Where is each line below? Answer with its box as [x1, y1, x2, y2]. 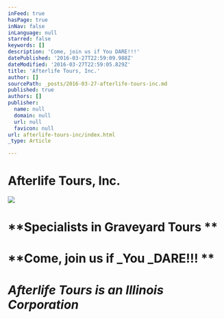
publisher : [8, 99, 39, 106]
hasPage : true [8, 16, 49, 23]
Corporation [8, 296, 79, 312]
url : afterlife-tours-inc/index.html [8, 131, 116, 138]
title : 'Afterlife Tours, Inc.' [8, 67, 100, 74]
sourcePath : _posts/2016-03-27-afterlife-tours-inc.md [8, 80, 168, 87]
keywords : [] [8, 42, 45, 49]
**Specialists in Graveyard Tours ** [8, 220, 218, 235]
